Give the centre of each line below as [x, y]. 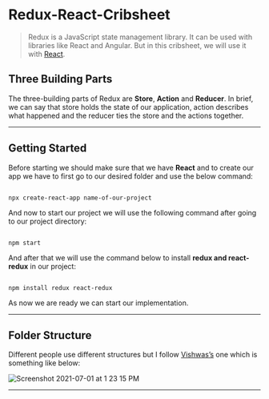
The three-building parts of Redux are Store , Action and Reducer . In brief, [131, 99]
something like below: [44, 363]
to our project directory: [48, 221]
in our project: [53, 266]
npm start [25, 243]
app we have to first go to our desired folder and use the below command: [131, 176]
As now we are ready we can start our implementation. [98, 303]
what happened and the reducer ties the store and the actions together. [126, 115]
